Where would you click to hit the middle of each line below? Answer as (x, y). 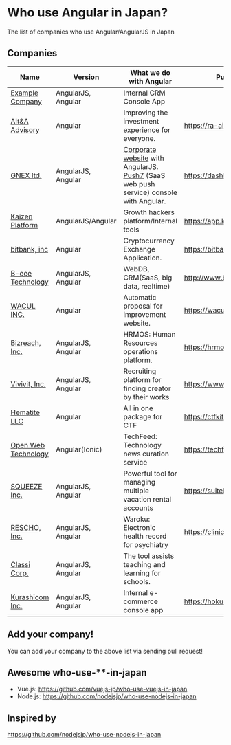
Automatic (140, 297)
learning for (142, 573)
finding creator (147, 388)
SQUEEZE (26, 486)
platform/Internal (150, 221)
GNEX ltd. (26, 175)
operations (141, 351)
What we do (150, 72)
